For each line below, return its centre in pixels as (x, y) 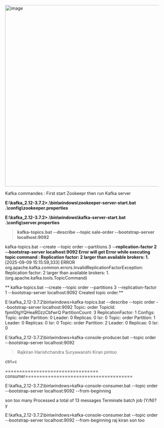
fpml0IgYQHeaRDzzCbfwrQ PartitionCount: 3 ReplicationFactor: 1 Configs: (80, 312)
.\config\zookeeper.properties (37, 208)
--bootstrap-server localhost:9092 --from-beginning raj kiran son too (75, 420)
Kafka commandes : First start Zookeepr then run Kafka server (68, 193)
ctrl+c (11, 362)
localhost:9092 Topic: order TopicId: (79, 307)
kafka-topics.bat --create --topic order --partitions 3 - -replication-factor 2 (81, 247)
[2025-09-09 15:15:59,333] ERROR (40, 262)
